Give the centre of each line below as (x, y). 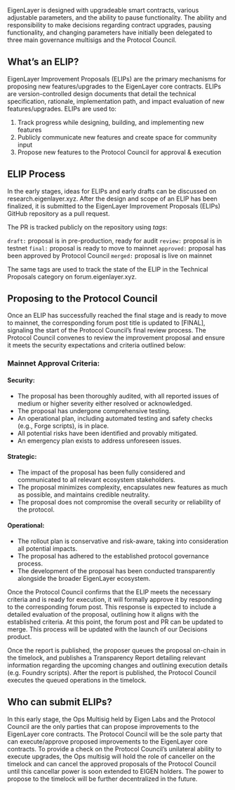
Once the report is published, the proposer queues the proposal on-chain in (116, 650)
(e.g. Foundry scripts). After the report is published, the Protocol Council (112, 672)
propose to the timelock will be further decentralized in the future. (102, 779)
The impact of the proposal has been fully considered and (101, 472)
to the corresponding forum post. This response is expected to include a (112, 607)
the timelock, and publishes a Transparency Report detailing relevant (107, 657)
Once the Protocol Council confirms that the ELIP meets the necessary (109, 591)
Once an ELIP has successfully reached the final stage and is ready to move (117, 316)
